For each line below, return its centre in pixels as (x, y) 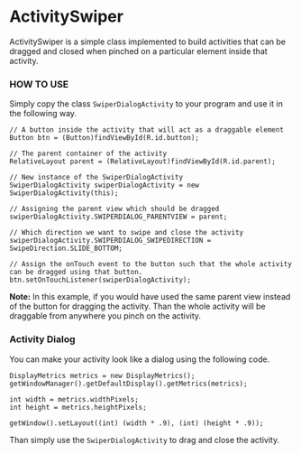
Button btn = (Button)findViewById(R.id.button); (105, 138)
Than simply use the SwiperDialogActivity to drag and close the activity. (145, 440)
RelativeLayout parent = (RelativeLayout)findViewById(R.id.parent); (143, 162)
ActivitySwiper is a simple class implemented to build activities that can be (148, 42)
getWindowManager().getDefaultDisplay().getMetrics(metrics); (128, 384)
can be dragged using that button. (76, 273)
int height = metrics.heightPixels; (78, 407)
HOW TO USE (39, 84)
